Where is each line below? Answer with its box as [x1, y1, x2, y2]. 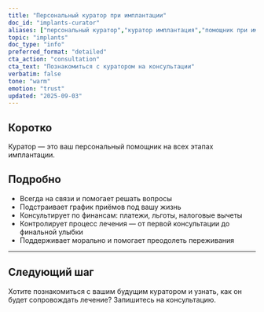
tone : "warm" [8, 77, 51, 85]
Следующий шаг [8, 266, 94, 279]
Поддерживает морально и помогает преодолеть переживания [19, 235, 235, 244]
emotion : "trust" [8, 84, 65, 93]
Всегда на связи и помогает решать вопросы [19, 193, 173, 203]
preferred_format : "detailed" [8, 48, 108, 56]
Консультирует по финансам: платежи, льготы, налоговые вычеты [19, 210, 243, 220]
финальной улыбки [19, 227, 84, 237]
